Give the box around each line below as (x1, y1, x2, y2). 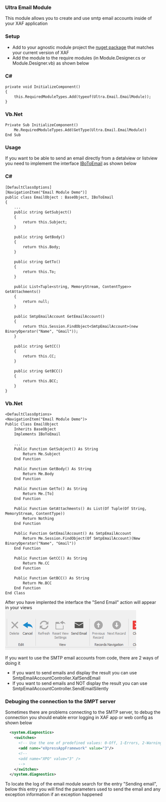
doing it (5, 660, 21, 666)
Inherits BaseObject (14, 427, 56, 432)
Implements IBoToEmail (14, 432, 61, 437)
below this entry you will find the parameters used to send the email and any (5, 786, 161, 792)
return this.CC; (23, 354, 56, 359)
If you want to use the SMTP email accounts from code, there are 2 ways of (5, 655, 159, 661)
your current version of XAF (12, 49, 69, 56)
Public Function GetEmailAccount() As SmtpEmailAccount (14, 531, 132, 536)
